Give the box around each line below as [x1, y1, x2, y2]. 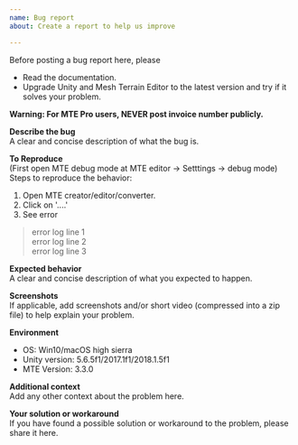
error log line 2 [31, 236, 88, 246]
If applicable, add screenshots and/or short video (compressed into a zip [9, 300, 281, 311]
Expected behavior [9, 263, 82, 273]
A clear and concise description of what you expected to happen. [9, 273, 253, 283]
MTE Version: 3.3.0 [22, 363, 94, 375]
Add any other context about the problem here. [9, 390, 185, 402]
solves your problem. [22, 91, 102, 102]
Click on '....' [22, 199, 69, 210]
